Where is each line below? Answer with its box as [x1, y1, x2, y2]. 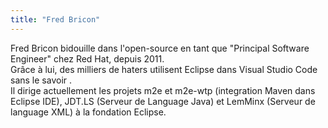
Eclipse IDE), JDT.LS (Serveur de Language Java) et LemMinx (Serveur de [10, 95, 316, 107]
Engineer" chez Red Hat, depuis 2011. [10, 52, 165, 65]
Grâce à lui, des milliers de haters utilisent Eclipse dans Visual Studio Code [10, 63, 318, 75]
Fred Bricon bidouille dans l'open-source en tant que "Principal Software [10, 42, 310, 54]
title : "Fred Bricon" [10, 14, 101, 25]
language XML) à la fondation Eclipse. [10, 106, 167, 118]
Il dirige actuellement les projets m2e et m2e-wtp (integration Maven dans [10, 84, 316, 96]
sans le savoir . [10, 74, 73, 86]
